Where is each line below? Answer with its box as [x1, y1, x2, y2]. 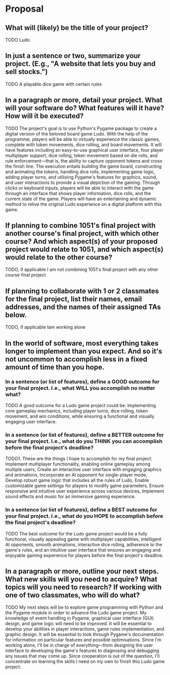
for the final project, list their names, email [5, 294, 142, 303]
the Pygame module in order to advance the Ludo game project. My [5, 610, 147, 616]
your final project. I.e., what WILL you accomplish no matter [5, 384, 156, 391]
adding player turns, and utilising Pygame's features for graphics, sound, [5, 174, 157, 180]
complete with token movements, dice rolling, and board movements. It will [5, 141, 162, 148]
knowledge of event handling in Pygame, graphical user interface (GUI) [5, 615, 154, 622]
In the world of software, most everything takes [5, 339, 159, 347]
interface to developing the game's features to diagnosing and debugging [5, 647, 159, 654]
